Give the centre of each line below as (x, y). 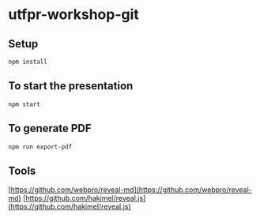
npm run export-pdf (40, 147)
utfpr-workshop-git (74, 15)
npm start (24, 104)
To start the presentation (71, 86)
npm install (28, 62)
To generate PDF (50, 128)
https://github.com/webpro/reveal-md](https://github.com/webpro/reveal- (132, 190)
